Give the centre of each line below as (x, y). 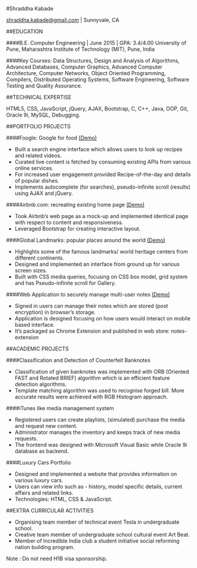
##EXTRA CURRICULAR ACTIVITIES (50, 510)
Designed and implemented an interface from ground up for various (97, 264)
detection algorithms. (41, 384)
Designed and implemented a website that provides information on (96, 474)
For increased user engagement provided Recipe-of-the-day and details (103, 174)
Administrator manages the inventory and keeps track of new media (97, 432)
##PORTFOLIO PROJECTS (38, 126)
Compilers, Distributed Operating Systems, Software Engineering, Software (98, 79)
